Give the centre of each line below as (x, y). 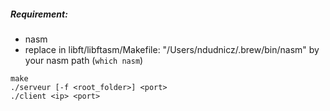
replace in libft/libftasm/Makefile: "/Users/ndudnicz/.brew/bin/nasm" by (172, 49)
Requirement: (39, 14)
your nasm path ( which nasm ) (84, 60)
